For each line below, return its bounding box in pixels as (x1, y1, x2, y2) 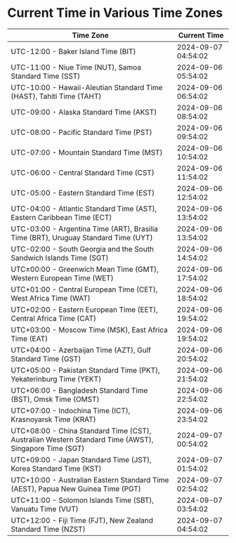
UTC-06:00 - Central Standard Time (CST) (11, 167, 155, 177)
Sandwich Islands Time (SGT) (11, 253, 109, 263)
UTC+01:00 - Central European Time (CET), (11, 284, 158, 294)
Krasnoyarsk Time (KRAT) (11, 414, 96, 424)
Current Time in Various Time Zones (7, 5, 223, 21)
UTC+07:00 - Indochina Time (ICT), (11, 405, 131, 415)
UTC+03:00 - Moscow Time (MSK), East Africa (11, 325, 169, 334)
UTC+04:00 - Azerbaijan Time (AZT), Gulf (11, 345, 151, 355)
